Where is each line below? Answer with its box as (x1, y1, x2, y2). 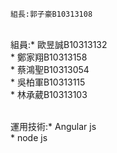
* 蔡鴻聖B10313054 (10, 64, 90, 75)
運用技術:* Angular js (10, 121, 97, 132)
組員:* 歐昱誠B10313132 (10, 39, 108, 50)
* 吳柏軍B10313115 (10, 76, 86, 88)
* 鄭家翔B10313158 (10, 51, 88, 63)
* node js (10, 132, 48, 143)
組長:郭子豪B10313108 (10, 9, 93, 19)
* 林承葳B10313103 (10, 89, 88, 100)
